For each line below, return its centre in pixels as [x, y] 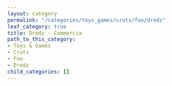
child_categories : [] [38, 71]
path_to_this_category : [42, 40]
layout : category [32, 14]
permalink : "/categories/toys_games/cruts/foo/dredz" [87, 20]
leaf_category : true [37, 26]
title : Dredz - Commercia [44, 33]
